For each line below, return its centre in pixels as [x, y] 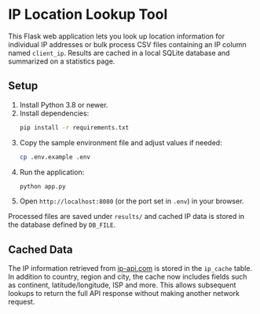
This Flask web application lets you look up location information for [117, 36]
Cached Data [40, 249]
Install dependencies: [54, 113]
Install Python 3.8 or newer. [64, 104]
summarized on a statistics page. [62, 61]
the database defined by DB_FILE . [62, 225]
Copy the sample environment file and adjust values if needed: [121, 142]
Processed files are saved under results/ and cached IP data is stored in [126, 217]
